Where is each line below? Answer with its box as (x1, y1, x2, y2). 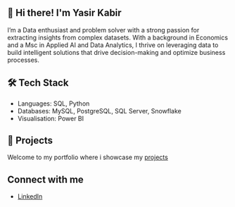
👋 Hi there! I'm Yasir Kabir (7, 7, 122, 19)
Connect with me (7, 173, 84, 185)
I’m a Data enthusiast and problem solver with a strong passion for (7, 25, 200, 34)
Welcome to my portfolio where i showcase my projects (7, 153, 169, 162)
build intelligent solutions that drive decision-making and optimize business (7, 48, 226, 56)
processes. (7, 56, 40, 64)
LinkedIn (17, 192, 43, 201)
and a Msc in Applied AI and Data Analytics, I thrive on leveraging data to (7, 40, 219, 49)
